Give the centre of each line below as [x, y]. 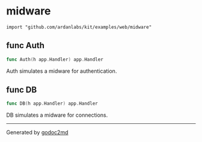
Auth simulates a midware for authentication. [62, 71]
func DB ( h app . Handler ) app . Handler [52, 103]
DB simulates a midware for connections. [57, 115]
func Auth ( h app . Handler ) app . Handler [55, 59]
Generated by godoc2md [37, 132]
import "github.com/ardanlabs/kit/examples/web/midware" [79, 27]
